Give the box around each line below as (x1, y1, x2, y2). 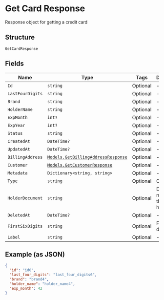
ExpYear (7, 123, 25, 128)
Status (7, 130, 23, 136)
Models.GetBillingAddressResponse (47, 154, 128, 160)
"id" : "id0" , (9, 268, 36, 273)
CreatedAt (7, 138, 30, 144)
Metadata (7, 170, 28, 176)
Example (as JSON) (5, 250, 65, 258)
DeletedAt (7, 212, 30, 218)
